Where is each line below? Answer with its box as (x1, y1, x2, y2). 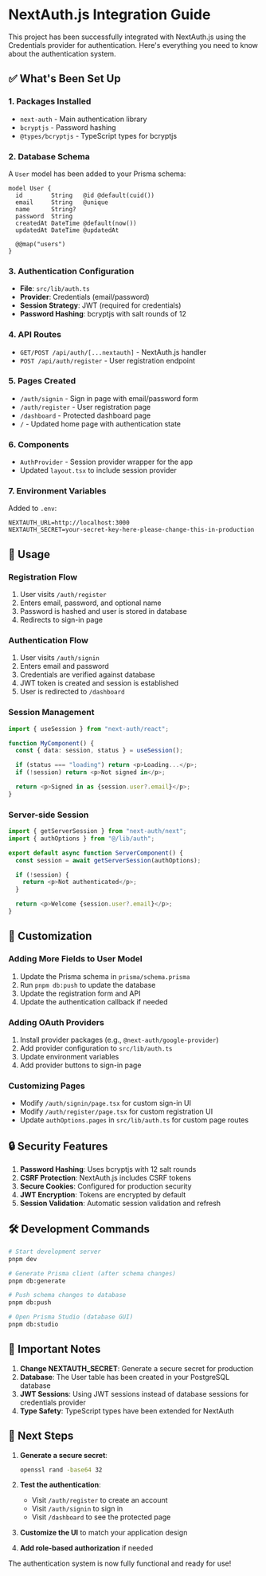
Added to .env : (8, 504, 57, 513)
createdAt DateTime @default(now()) (15, 219, 137, 227)
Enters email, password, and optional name (19, 598, 162, 607)
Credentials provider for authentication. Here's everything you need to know (8, 40, 259, 49)
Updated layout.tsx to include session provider (19, 466, 177, 475)
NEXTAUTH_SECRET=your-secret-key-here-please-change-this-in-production (8, 526, 255, 534)
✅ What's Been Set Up (8, 72, 121, 85)
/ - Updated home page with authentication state (19, 419, 182, 428)
